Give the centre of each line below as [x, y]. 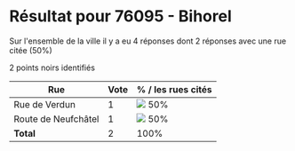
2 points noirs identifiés [52, 68]
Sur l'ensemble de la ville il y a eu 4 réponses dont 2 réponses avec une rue [148, 41]
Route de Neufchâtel [56, 119]
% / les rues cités [174, 89]
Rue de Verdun [44, 104]
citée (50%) [31, 50]
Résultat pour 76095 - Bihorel [121, 16]
